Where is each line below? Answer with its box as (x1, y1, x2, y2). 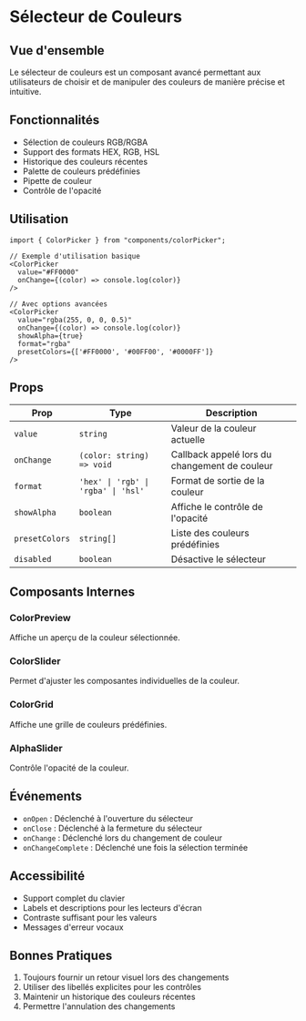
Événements (9, 789, 83, 804)
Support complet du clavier (22, 893, 126, 904)
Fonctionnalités (9, 112, 100, 128)
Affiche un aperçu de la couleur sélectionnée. (9, 632, 180, 643)
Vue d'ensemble (9, 43, 105, 58)
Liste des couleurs (170, 526, 250, 539)
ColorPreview (9, 611, 71, 624)
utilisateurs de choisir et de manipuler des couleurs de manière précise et (9, 77, 285, 87)
